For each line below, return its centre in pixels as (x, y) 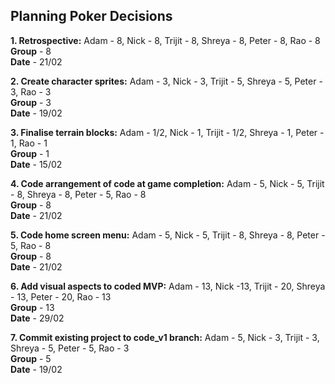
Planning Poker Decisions (91, 16)
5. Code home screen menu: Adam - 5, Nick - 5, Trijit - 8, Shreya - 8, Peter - (168, 235)
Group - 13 (32, 307)
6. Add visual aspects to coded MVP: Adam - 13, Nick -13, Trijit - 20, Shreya (168, 286)
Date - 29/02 (37, 318)
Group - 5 (31, 358)
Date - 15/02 (36, 164)
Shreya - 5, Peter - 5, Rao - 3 (70, 348)
